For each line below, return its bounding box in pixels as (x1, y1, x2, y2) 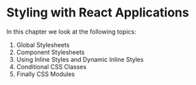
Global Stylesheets (16, 40, 70, 49)
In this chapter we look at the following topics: (6, 27, 136, 36)
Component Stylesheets (16, 48, 85, 56)
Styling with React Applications (6, 5, 189, 21)
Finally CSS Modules (16, 70, 75, 78)
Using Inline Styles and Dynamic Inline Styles (16, 55, 144, 63)
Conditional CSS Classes (16, 62, 87, 71)
